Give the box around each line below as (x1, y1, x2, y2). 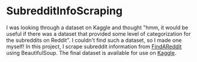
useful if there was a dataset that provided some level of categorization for (6, 30, 191, 37)
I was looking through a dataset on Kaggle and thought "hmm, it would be (6, 24, 189, 31)
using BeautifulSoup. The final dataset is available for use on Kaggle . (6, 49, 177, 56)
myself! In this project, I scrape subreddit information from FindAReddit (6, 43, 182, 50)
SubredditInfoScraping (6, 4, 123, 18)
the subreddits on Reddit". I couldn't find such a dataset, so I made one (6, 36, 182, 44)
